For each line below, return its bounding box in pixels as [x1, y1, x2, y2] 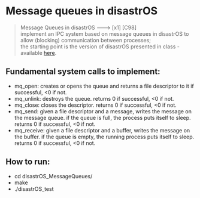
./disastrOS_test [14, 185, 54, 192]
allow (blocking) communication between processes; [20, 36, 151, 44]
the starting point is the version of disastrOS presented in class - [20, 43, 180, 50]
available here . [20, 49, 57, 56]
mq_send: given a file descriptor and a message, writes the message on [14, 107, 192, 115]
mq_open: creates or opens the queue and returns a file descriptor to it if [14, 82, 194, 89]
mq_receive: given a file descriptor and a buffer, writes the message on [14, 126, 190, 134]
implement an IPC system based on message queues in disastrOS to [20, 30, 189, 37]
